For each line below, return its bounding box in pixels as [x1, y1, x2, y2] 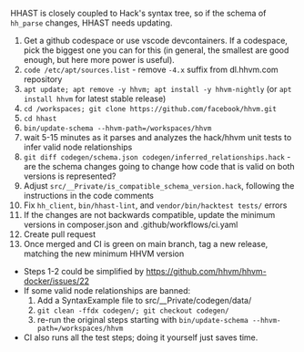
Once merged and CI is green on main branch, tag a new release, [23, 239, 269, 249]
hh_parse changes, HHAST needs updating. [10, 17, 173, 28]
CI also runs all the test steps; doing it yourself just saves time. [23, 332, 258, 343]
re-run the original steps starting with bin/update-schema [36, 315, 248, 325]
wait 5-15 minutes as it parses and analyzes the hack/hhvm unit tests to [23, 132, 292, 142]
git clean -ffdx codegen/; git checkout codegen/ [36, 306, 230, 316]
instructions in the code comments [23, 191, 154, 201]
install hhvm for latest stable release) [23, 93, 167, 104]
